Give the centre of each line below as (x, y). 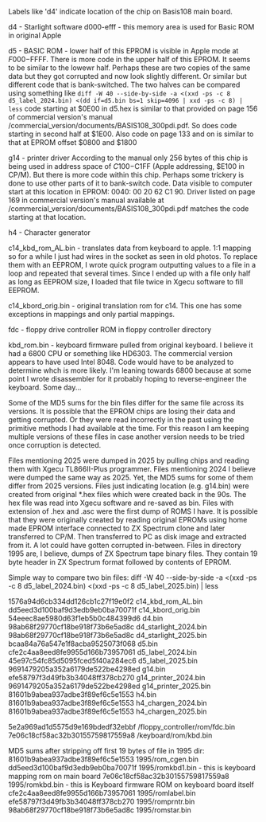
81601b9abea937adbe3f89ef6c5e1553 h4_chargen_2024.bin (108, 703)
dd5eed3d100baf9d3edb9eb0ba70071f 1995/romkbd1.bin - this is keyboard (132, 767)
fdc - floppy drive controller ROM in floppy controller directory (110, 329)
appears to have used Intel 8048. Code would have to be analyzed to (121, 362)
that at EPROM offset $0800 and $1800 (73, 142)
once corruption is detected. (55, 445)
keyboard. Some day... (45, 387)
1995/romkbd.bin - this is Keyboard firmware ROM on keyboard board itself (131, 785)
